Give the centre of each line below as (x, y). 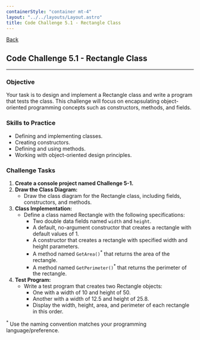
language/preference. (33, 330)
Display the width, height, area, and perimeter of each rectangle (111, 305)
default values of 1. (56, 234)
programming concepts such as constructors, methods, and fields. (110, 108)
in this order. (48, 311)
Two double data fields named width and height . (92, 221)
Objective (21, 82)
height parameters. (56, 247)
